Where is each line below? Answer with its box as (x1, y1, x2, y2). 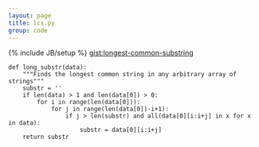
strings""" (8, 77, 45, 86)
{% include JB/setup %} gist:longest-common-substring (8, 48, 194, 58)
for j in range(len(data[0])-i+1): (50, 105, 170, 114)
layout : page (8, 11, 52, 20)
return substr (22, 133, 69, 141)
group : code (8, 26, 48, 34)
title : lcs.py (8, 19, 56, 27)
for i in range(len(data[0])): (37, 99, 141, 106)
